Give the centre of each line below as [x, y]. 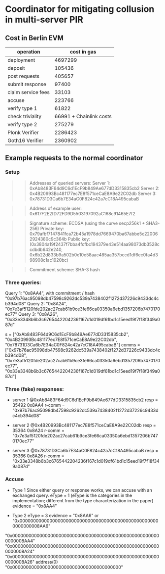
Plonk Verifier [23, 132]
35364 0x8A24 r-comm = [38, 430]
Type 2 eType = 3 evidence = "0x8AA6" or [55, 515]
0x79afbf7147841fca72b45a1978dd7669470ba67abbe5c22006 [94, 234]
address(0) [47, 562]
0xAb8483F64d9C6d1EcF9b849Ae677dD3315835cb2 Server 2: [94, 188]
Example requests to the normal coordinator [74, 158]
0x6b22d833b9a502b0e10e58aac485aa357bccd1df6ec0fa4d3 [94, 255]
